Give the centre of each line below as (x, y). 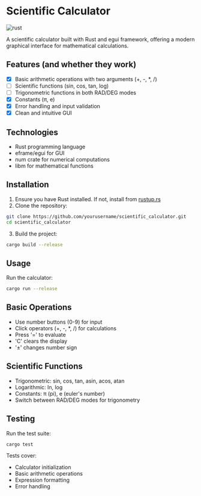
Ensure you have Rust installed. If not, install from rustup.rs (88, 199)
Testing (21, 419)
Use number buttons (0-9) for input (58, 322)
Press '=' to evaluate (40, 334)
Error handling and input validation (58, 106)
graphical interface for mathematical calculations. (67, 46)
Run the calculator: (29, 278)
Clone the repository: (41, 205)
